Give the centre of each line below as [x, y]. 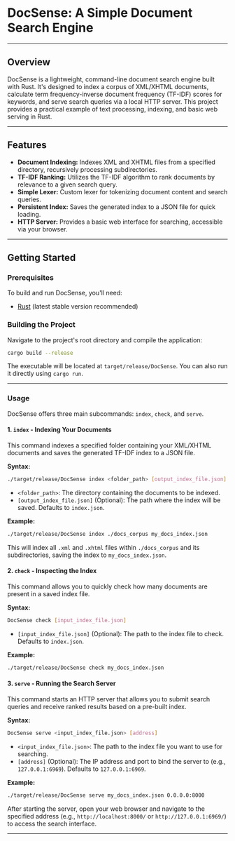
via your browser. [42, 229]
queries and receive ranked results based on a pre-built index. [97, 706]
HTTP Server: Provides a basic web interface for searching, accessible [120, 222]
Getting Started [42, 257]
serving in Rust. [30, 116]
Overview [29, 62]
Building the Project [41, 325]
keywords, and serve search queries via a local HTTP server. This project [113, 101]
